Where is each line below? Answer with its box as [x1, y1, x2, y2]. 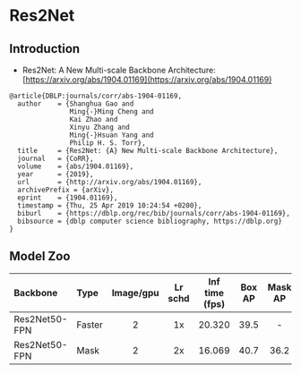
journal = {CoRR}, [17, 154, 94, 163]
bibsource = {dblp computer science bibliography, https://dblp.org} [17, 217, 282, 225]
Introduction [9, 41, 81, 56]
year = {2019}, [17, 170, 94, 179]
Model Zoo [9, 249, 71, 264]
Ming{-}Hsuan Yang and [69, 131, 154, 140]
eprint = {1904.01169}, [17, 193, 118, 202]
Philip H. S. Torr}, [69, 139, 146, 148]
